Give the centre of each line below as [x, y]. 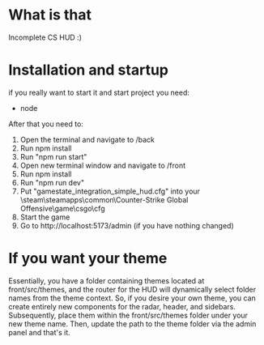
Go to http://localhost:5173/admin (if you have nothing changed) [127, 225]
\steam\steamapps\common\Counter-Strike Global [104, 199]
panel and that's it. [39, 332]
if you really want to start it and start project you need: [99, 92]
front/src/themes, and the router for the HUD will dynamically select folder [132, 289]
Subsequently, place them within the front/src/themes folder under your [128, 315]
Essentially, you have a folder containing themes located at [106, 280]
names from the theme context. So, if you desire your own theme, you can [132, 298]
